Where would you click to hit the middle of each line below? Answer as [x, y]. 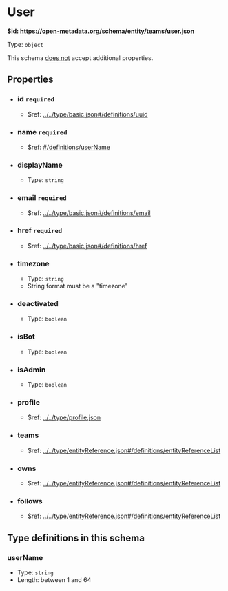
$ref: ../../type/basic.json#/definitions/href [87, 246]
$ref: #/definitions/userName [69, 147]
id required [36, 99]
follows [30, 501]
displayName [40, 165]
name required [42, 132]
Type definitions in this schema [76, 538]
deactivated [38, 304]
